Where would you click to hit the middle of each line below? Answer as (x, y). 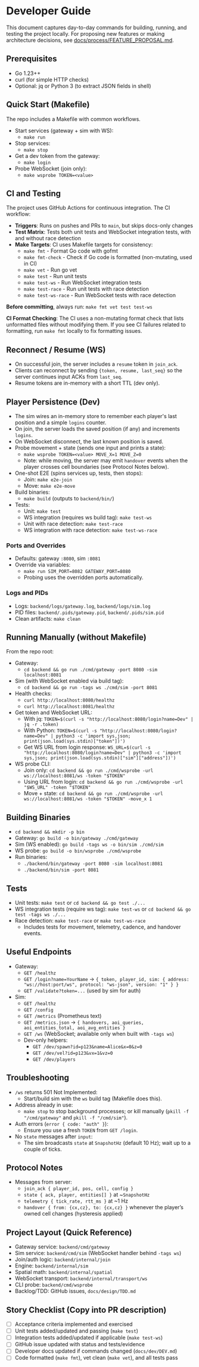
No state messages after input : (54, 1136)
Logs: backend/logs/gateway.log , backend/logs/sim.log (83, 606)
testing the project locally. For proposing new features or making (85, 33)
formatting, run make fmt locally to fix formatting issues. (74, 331)
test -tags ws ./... (40, 915)
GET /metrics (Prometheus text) (63, 1016)
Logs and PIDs (27, 593)
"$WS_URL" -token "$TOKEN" (57, 787)
